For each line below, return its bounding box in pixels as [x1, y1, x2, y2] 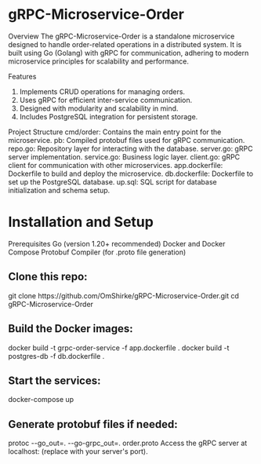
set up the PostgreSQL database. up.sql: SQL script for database [8, 177, 217, 186]
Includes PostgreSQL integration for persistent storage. [19, 111, 198, 121]
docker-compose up [8, 395, 74, 404]
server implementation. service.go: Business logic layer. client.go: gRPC [8, 152, 241, 162]
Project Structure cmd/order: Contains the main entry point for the [8, 127, 222, 137]
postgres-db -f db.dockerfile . [8, 351, 105, 360]
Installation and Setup [8, 214, 154, 231]
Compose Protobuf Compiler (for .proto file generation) [8, 247, 187, 257]
